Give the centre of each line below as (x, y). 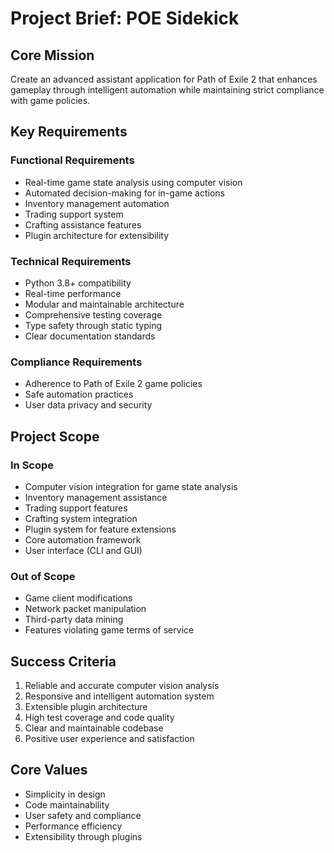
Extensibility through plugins (83, 836)
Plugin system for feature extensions (100, 529)
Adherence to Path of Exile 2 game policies (113, 384)
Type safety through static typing (93, 325)
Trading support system (74, 214)
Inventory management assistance (96, 497)
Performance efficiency (73, 826)
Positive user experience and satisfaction (109, 739)
